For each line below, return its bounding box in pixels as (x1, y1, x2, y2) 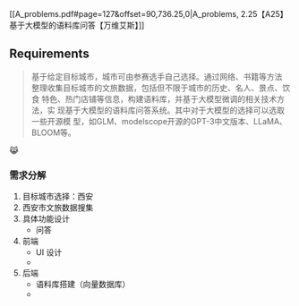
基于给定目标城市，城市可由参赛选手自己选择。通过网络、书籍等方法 (30, 71, 283, 81)
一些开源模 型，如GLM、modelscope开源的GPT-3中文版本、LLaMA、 (30, 115, 288, 126)
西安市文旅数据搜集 (21, 202, 94, 213)
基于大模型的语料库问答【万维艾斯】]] (9, 20, 145, 30)
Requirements (9, 47, 90, 62)
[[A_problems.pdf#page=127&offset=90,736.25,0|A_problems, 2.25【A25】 (9, 9, 288, 19)
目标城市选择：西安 (21, 191, 94, 202)
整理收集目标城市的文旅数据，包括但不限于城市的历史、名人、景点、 (30, 82, 283, 93)
